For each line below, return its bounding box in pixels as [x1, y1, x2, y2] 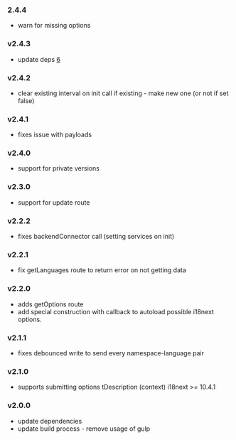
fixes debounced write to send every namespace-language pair [17, 348, 205, 357]
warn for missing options [17, 21, 91, 30]
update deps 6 [17, 55, 60, 63]
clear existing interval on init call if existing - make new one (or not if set [17, 89, 229, 97]
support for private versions [17, 164, 100, 173]
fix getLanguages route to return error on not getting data [17, 266, 187, 274]
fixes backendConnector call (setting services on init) [17, 232, 175, 241]
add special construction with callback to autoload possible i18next [17, 307, 215, 316]
